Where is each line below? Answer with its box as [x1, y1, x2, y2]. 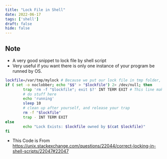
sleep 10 [23, 101, 41, 106]
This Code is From [12, 138, 50, 144]
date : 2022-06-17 [5, 12, 41, 17]
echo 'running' [23, 96, 55, 101]
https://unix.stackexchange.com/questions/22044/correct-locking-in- [12, 143, 156, 149]
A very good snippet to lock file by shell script [12, 57, 107, 63]
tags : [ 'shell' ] [5, 16, 39, 21]
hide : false [5, 26, 30, 31]
